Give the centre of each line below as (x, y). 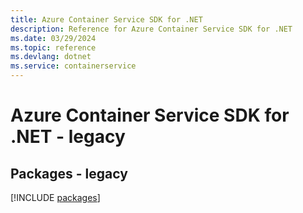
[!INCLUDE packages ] (55, 197)
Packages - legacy (69, 173)
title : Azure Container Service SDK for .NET (106, 19)
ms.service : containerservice (73, 66)
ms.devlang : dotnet (51, 57)
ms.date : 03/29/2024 (53, 38)
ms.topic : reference (53, 47)
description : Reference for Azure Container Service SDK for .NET (151, 29)
